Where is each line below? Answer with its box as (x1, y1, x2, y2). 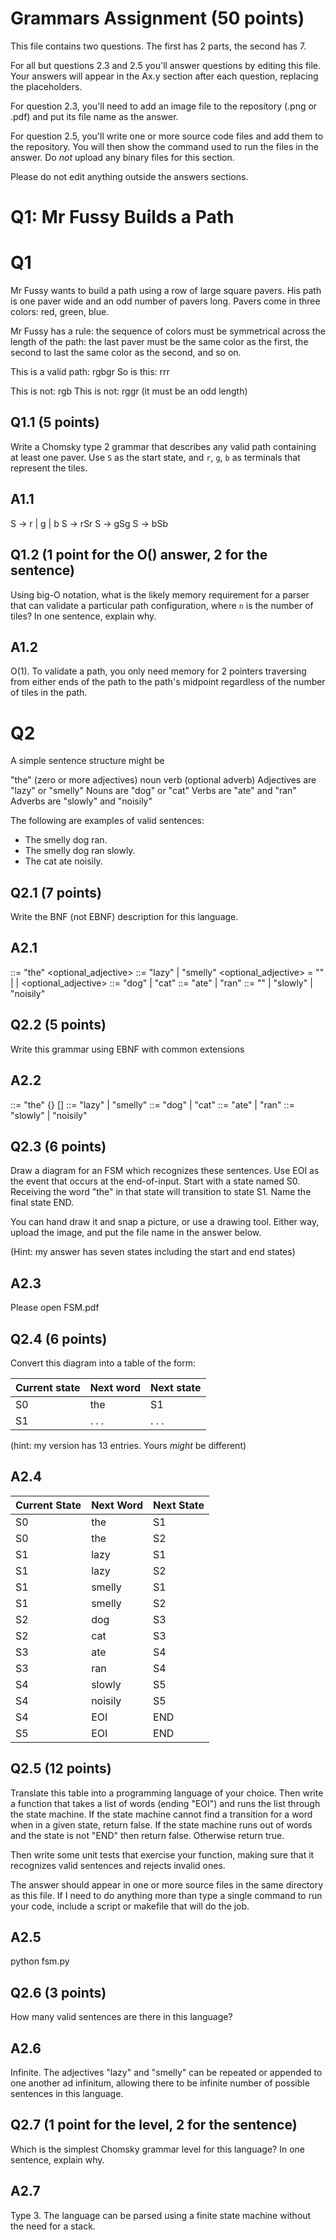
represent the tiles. (10, 462, 88, 474)
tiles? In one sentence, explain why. (10, 610, 157, 622)
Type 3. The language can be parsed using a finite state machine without (10, 2209, 312, 2221)
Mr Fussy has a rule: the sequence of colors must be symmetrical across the (10, 325, 326, 337)
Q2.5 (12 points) (10, 1760, 112, 1777)
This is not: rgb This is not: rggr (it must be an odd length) (10, 385, 248, 397)
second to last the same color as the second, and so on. (10, 347, 242, 359)
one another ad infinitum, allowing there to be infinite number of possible (10, 2077, 310, 2089)
